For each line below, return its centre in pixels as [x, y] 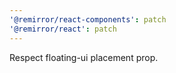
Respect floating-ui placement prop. [84, 57]
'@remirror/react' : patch [63, 29]
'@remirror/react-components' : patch [88, 19]
